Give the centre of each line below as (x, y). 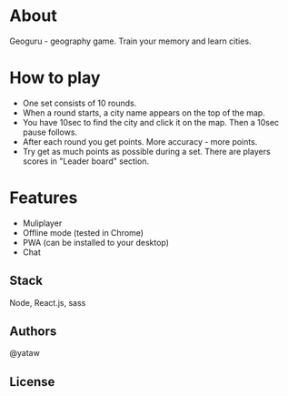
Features (44, 198)
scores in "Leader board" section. (86, 161)
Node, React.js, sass (48, 302)
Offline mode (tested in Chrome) (83, 232)
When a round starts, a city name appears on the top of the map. (144, 112)
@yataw (25, 353)
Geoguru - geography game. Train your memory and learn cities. (130, 41)
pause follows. (50, 132)
